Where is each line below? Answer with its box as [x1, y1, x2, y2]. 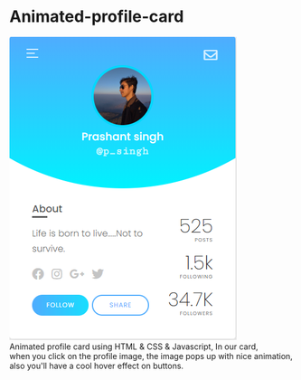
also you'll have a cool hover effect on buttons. [9, 360, 183, 371]
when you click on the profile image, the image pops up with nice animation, [9, 350, 294, 361]
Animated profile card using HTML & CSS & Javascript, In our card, [9, 341, 259, 352]
